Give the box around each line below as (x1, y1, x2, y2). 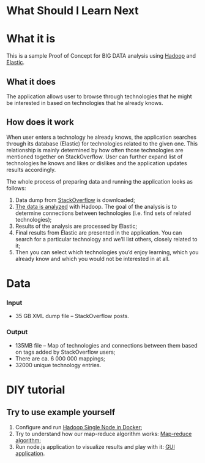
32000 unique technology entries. (15, 361, 102, 368)
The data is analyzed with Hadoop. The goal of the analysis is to (15, 203, 177, 210)
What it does (6, 76, 56, 87)
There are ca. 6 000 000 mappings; (15, 354, 105, 362)
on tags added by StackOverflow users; (15, 348, 116, 356)
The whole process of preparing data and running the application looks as (6, 177, 193, 185)
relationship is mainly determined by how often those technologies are (6, 146, 184, 154)
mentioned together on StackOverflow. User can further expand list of (6, 153, 183, 160)
